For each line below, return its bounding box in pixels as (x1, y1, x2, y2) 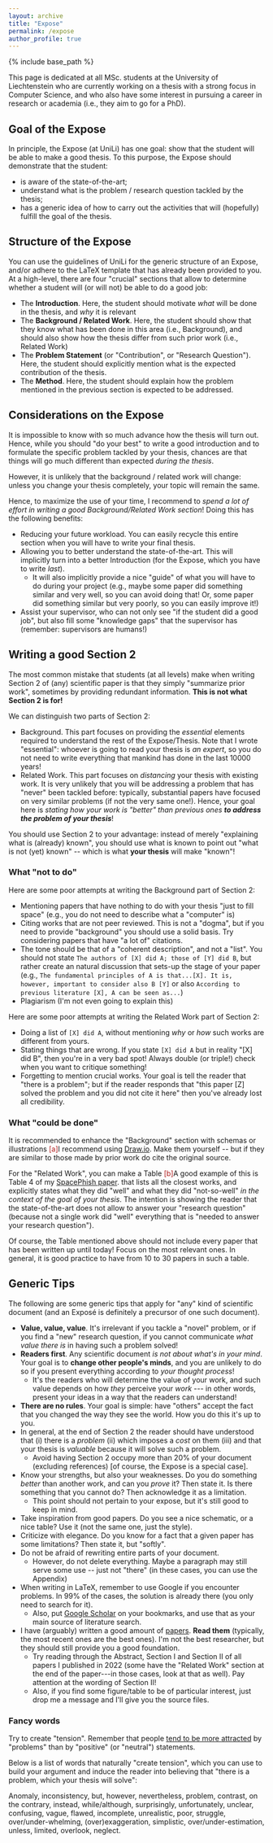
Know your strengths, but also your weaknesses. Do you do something (19, 1470, 258, 1479)
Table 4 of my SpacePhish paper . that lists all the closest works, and (8, 1177, 237, 1187)
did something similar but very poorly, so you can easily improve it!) (32, 598, 259, 608)
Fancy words (8, 1714, 61, 1726)
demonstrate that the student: (8, 161, 108, 171)
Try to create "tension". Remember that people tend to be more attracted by (8, 1734, 262, 1744)
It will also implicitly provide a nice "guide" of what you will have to (32, 572, 256, 582)
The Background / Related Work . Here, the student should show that (19, 315, 252, 325)
